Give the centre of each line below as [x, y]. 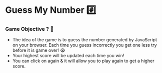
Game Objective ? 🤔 [29, 29]
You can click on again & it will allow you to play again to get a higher [83, 61]
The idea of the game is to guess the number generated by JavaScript [85, 40]
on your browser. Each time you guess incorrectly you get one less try [84, 45]
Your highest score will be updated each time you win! [68, 56]
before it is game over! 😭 [39, 50]
